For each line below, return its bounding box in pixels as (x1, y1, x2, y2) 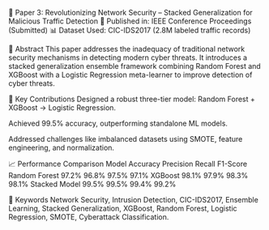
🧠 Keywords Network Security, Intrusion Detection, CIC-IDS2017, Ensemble (8, 195, 259, 204)
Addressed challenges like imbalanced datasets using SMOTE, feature (8, 134, 243, 143)
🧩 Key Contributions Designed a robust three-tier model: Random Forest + (8, 94, 255, 104)
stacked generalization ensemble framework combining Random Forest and (8, 62, 261, 70)
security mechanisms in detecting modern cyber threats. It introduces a (8, 53, 248, 62)
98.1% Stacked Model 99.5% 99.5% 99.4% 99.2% (8, 179, 177, 189)
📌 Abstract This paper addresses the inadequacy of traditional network (8, 45, 246, 53)
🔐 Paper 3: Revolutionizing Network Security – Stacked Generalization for (8, 8, 253, 17)
